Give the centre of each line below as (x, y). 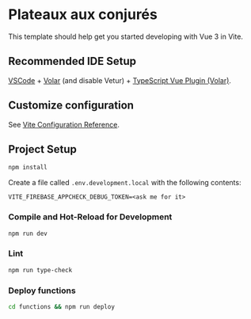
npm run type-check (40, 270)
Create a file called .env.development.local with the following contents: (125, 183)
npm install (28, 168)
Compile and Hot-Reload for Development (90, 217)
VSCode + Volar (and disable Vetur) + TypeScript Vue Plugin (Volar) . (120, 80)
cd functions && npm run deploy (61, 306)
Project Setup (43, 149)
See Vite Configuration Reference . (64, 124)
